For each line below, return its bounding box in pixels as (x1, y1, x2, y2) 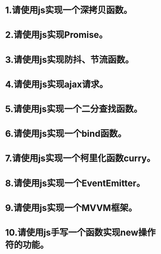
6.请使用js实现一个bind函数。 (5, 128, 127, 140)
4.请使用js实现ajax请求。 (5, 78, 108, 90)
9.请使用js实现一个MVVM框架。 (5, 202, 138, 214)
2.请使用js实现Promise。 (5, 29, 108, 40)
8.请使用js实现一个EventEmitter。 (5, 178, 146, 189)
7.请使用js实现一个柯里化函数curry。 (5, 153, 156, 164)
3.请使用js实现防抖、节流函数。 (5, 54, 134, 65)
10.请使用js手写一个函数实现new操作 (5, 227, 156, 238)
